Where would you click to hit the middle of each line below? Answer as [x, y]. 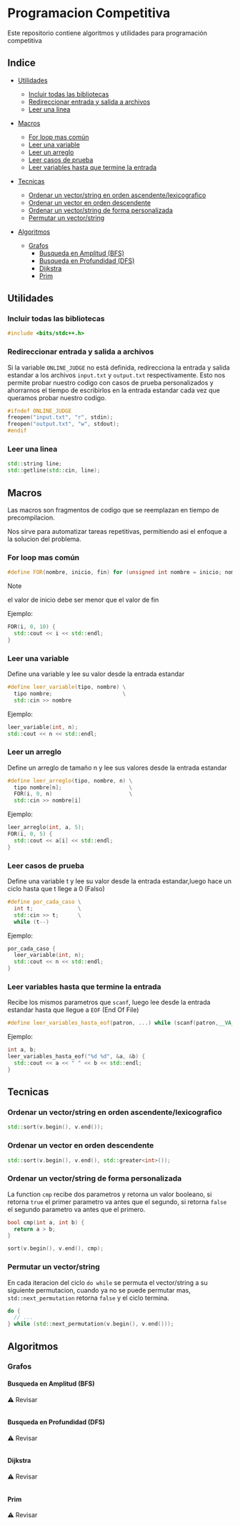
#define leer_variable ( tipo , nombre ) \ [67, 687]
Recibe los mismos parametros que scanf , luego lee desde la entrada [109, 1003]
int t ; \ [47, 908]
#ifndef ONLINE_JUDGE [40, 411]
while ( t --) [32, 922]
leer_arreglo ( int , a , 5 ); [46, 828]
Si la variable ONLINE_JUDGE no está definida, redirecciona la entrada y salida [119, 367]
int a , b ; [22, 1050]
